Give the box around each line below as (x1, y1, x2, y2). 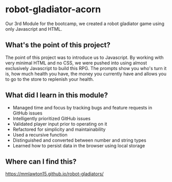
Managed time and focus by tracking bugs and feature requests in (12, 104, 153, 110)
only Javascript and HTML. (5, 26, 62, 32)
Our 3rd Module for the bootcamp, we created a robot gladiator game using (5, 20, 165, 27)
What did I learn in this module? (5, 91, 109, 100)
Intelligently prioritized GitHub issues (12, 115, 91, 121)
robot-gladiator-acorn (5, 4, 101, 15)
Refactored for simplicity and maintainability (12, 126, 106, 132)
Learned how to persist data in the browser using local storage (12, 142, 145, 149)
